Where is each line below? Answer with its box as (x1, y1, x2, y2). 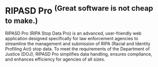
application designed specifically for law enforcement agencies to (5, 36, 138, 42)
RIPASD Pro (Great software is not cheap (5, 3, 154, 17)
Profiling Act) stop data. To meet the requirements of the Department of (5, 46, 150, 52)
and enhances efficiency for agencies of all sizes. (5, 56, 105, 62)
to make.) (5, 16, 38, 25)
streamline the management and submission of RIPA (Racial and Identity (5, 41, 151, 47)
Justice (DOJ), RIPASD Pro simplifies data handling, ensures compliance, (5, 51, 153, 57)
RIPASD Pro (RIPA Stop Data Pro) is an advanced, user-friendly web (5, 30, 142, 36)
